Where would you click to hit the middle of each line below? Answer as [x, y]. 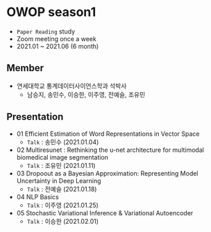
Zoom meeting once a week [56, 38]
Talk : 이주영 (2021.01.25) [62, 205]
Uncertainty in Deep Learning [59, 180]
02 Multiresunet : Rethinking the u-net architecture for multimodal [110, 150]
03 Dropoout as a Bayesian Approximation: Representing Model [107, 173]
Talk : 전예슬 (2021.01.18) [62, 189]
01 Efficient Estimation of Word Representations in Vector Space [108, 134]
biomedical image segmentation [62, 157]
